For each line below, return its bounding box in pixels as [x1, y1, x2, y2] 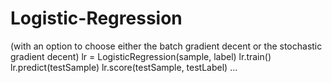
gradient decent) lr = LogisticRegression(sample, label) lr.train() [10, 50, 272, 62]
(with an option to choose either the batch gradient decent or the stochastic [10, 40, 323, 52]
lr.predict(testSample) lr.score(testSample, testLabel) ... [10, 61, 238, 73]
